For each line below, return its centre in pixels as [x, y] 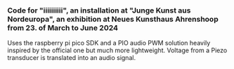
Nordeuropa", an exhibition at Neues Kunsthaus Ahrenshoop [113, 19]
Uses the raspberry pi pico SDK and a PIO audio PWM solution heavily [109, 43]
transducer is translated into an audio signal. [71, 58]
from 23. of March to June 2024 [63, 28]
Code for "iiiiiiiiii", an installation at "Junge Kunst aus [99, 10]
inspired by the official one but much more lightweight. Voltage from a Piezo [117, 50]
